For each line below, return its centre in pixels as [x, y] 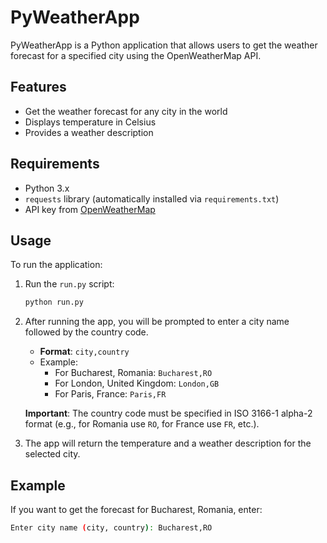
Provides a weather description [89, 132]
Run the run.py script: [69, 284]
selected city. [52, 454]
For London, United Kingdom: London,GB [137, 383]
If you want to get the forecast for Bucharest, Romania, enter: [136, 510]
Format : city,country [84, 352]
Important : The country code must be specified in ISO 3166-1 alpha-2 [168, 413]
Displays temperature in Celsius [90, 122]
